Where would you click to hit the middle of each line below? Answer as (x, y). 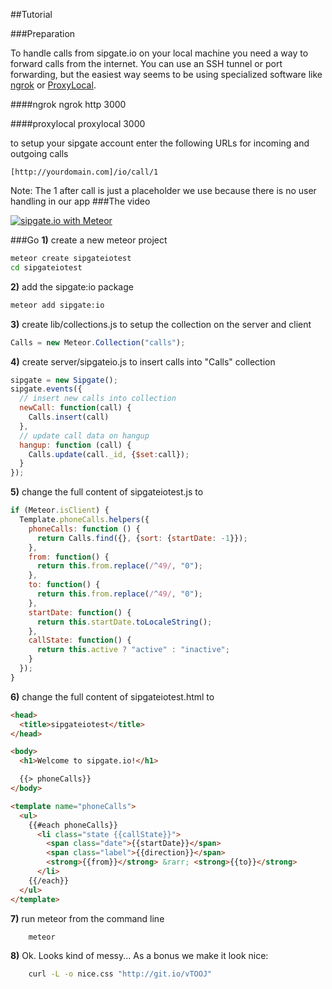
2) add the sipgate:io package (72, 286)
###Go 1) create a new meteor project (89, 240)
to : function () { (64, 585)
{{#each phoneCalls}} (73, 825)
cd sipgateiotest (46, 267)
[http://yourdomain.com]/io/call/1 (84, 172)
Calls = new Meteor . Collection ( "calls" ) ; (98, 342)
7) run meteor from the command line (87, 918)
